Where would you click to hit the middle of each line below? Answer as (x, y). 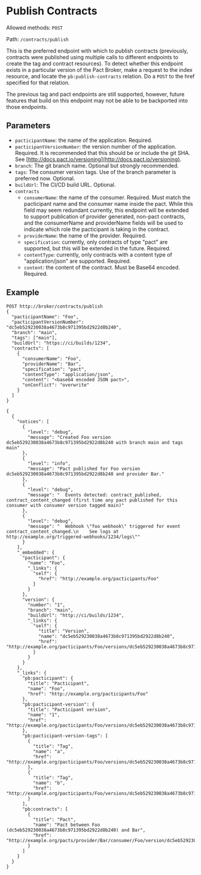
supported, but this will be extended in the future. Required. (97, 248)
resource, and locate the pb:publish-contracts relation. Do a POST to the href (100, 76)
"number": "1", (47, 605)
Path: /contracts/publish (37, 39)
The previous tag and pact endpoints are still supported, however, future (95, 94)
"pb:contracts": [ (45, 809)
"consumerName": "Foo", (52, 358)
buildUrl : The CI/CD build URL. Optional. (65, 184)
